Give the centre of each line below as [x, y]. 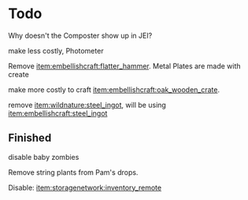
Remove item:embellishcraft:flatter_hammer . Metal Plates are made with [125, 66]
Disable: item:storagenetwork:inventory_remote [85, 187]
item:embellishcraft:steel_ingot [58, 113]
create [19, 74]
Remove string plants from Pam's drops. [73, 172]
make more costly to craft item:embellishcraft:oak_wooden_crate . [114, 89]
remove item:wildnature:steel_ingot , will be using [87, 105]
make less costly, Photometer [56, 50]
